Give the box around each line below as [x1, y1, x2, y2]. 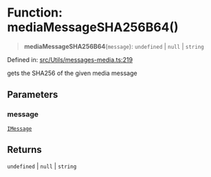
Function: [7, 5, 63, 21]
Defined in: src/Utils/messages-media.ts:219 [7, 55, 133, 63]
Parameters [7, 89, 58, 101]
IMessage [7, 125, 32, 132]
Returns [7, 144, 43, 156]
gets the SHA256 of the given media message [7, 69, 137, 77]
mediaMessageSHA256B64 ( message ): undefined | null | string [23, 42, 204, 50]
